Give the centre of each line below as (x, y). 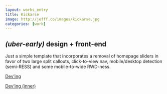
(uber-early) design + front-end (56, 44)
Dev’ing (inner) (21, 86)
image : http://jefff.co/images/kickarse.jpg (52, 19)
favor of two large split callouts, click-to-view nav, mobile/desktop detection (84, 61)
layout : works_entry (27, 10)
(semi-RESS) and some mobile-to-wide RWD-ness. (58, 67)
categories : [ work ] (26, 24)
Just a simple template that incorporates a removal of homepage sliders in (82, 56)
